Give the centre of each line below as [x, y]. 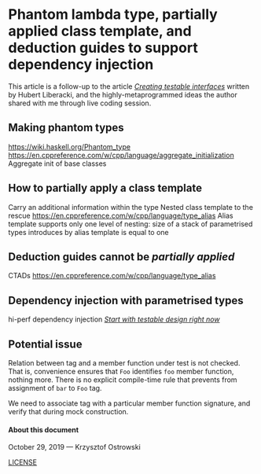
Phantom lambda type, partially [113, 15]
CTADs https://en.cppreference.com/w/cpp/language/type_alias [112, 276]
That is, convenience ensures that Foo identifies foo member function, [121, 371]
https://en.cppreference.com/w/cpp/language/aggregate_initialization [121, 155]
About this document [44, 429]
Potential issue [45, 344]
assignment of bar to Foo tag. [55, 388]
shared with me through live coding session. [80, 103]
